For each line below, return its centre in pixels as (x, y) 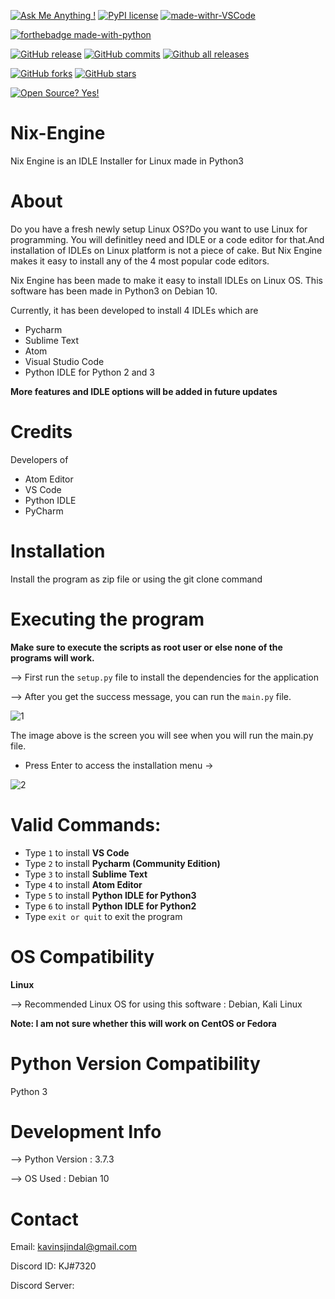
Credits (41, 432)
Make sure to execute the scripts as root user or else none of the (146, 647)
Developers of (39, 459)
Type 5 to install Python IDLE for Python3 (110, 895)
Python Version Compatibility (135, 1063)
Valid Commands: (86, 824)
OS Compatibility (82, 956)
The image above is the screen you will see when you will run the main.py (162, 735)
